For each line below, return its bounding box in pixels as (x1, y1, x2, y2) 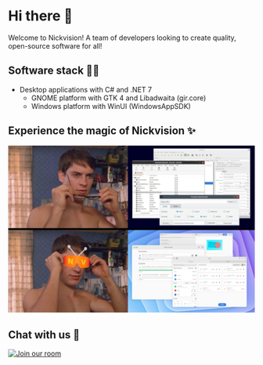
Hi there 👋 (8, 7, 73, 25)
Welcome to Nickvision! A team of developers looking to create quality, (8, 33, 236, 42)
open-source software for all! (8, 41, 103, 50)
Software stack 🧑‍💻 (8, 64, 100, 78)
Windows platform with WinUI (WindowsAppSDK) (31, 101, 192, 110)
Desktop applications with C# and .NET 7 (19, 85, 153, 94)
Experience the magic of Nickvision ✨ (8, 125, 196, 138)
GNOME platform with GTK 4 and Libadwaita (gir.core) (31, 93, 207, 103)
